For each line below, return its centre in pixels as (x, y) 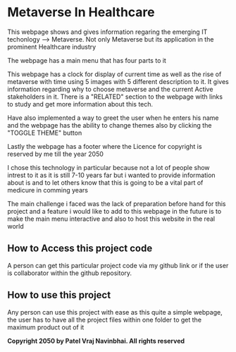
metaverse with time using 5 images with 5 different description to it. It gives (118, 81)
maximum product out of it (46, 327)
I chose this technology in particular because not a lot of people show (108, 167)
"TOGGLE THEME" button (45, 133)
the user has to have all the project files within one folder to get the (105, 320)
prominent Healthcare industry (52, 47)
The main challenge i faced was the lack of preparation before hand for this (117, 204)
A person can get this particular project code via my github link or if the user (118, 265)
